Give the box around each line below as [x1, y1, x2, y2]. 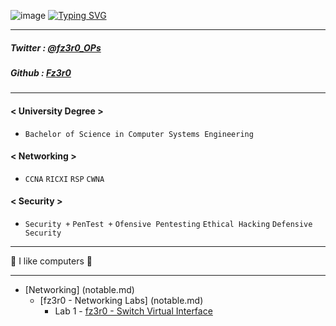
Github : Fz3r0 [10, 66, 72, 79]
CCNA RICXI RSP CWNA [24, 174, 105, 184]
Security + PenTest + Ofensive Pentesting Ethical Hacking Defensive [24, 219, 313, 229]
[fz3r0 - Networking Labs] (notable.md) [39, 294, 204, 306]
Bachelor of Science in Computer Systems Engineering [24, 129, 254, 139]
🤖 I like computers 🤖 [10, 255, 93, 267]
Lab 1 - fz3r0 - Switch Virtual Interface [54, 305, 213, 317]
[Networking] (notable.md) [24, 283, 135, 295]
